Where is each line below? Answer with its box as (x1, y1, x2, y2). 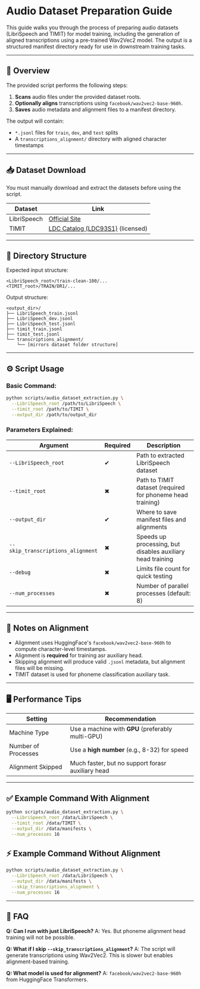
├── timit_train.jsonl (6, 326, 62, 332)
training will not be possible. (6, 934, 76, 941)
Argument (39, 441, 68, 449)
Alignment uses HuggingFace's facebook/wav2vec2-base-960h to (14, 639, 171, 646)
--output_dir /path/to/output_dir (11, 411, 97, 418)
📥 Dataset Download (6, 165, 86, 175)
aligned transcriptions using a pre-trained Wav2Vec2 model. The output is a (6, 36, 192, 44)
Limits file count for (136, 565, 190, 573)
